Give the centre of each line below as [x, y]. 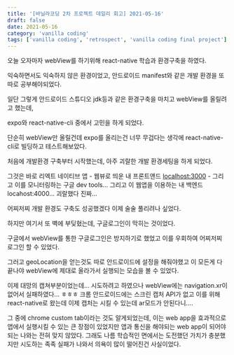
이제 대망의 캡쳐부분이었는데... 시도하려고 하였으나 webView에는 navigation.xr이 [117, 286]
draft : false [26, 20]
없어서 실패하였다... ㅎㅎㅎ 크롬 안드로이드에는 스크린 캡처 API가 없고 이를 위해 [114, 294]
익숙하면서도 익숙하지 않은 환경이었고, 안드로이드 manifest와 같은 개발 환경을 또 [116, 76]
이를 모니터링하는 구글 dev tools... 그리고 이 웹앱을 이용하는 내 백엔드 [109, 185]
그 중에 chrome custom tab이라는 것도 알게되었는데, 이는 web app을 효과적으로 [117, 318]
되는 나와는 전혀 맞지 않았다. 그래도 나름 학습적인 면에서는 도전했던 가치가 [107, 335]
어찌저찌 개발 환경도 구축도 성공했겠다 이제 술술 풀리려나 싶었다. [94, 209]
